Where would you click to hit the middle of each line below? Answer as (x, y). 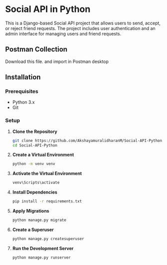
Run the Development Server (43, 248)
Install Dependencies (35, 192)
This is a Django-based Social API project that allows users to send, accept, (83, 23)
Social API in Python (48, 9)
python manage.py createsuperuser (48, 238)
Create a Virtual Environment (43, 155)
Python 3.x (23, 102)
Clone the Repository (35, 131)
